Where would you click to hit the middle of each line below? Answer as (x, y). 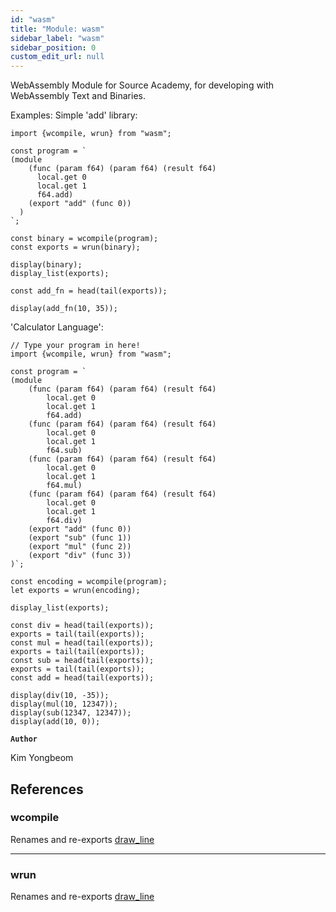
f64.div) (64, 521)
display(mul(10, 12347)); (64, 704)
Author (24, 739)
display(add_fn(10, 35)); (64, 309)
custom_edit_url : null (57, 57)
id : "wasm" (33, 19)
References (47, 789)
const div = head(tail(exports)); (82, 626)
